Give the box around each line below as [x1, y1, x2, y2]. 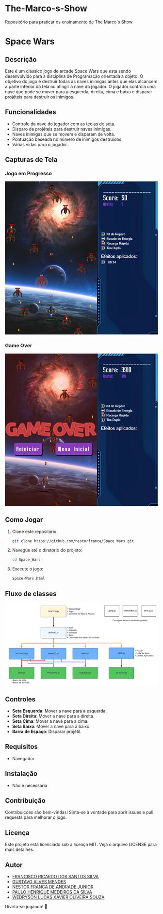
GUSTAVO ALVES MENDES [12, 879, 66, 885]
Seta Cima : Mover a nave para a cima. [12, 718, 89, 724]
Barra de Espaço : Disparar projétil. [12, 729, 81, 734]
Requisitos [5, 743, 38, 751]
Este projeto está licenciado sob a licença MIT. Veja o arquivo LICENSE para [5, 842, 157, 848]
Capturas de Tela [5, 156, 58, 164]
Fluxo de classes [5, 589, 57, 598]
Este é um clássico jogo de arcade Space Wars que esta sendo [5, 68, 131, 74]
